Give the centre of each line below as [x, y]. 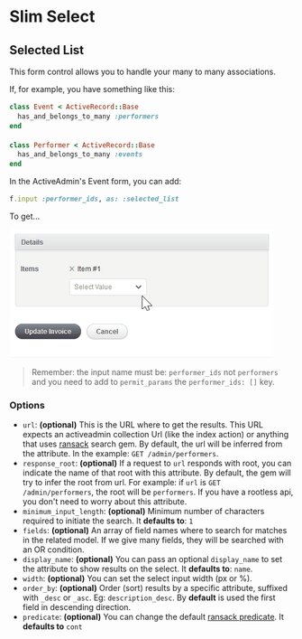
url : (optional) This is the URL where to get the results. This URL [143, 425]
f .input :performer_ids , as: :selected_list [94, 199]
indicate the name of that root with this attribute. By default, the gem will [156, 473]
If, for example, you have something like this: [92, 89]
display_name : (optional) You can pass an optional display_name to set [152, 559]
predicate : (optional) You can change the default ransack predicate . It [153, 617]
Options [27, 405]
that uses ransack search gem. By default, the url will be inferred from [152, 444]
